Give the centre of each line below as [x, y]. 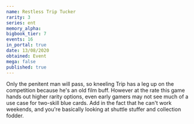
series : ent [21, 23]
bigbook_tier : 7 [26, 34]
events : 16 [20, 39]
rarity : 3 [19, 17]
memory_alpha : [24, 28]
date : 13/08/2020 [28, 51]
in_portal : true [26, 45]
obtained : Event [26, 56]
